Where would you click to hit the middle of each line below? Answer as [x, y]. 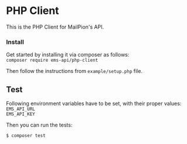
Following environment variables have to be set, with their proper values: [94, 104]
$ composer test [26, 136]
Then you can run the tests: [39, 125]
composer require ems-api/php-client [52, 60]
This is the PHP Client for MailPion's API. [55, 27]
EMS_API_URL [21, 109]
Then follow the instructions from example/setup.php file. [74, 71]
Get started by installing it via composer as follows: [68, 55]
